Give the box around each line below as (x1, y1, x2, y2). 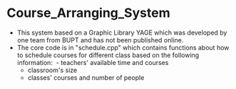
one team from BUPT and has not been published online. (16, 35, 184, 44)
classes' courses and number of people (27, 73, 145, 82)
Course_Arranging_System (6, 5, 170, 21)
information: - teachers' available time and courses (16, 58, 169, 66)
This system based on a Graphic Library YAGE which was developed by (16, 28, 227, 37)
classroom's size (27, 66, 78, 74)
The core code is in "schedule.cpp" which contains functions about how (16, 43, 230, 52)
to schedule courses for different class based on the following (16, 51, 200, 59)
